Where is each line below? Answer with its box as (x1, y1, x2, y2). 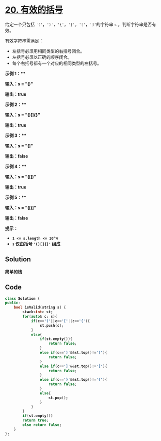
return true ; (22, 418, 49, 423)
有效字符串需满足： (5, 37, 44, 44)
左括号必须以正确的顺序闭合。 (12, 54, 72, 60)
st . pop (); (48, 395, 68, 400)
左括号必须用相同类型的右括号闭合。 (12, 48, 85, 54)
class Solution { (5, 296, 40, 301)
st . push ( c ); (39, 323, 64, 328)
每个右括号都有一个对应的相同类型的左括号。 (12, 60, 102, 66)
